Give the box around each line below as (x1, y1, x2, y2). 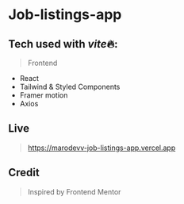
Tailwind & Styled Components (19, 82, 121, 91)
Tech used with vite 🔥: (8, 37, 118, 51)
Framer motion (19, 90, 68, 100)
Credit (8, 166, 40, 179)
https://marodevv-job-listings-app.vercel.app (27, 143, 176, 152)
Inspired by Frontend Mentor (27, 187, 121, 196)
